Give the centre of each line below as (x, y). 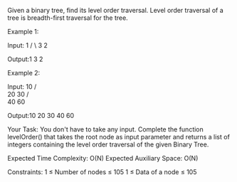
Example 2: (24, 73)
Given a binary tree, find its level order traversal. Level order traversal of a (116, 10)
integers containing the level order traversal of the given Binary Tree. (108, 144)
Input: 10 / (22, 87)
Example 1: (23, 32)
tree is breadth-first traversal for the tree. (68, 18)
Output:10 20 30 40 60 (41, 116)
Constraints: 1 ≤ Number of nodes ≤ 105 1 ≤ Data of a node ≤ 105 (102, 172)
